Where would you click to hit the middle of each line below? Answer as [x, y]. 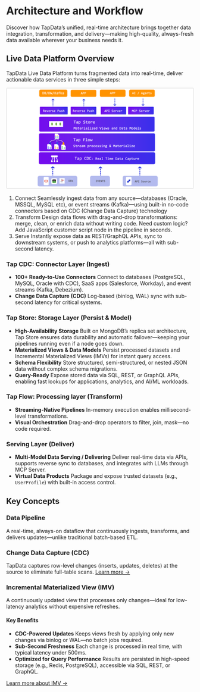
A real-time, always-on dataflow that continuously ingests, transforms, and [98, 531]
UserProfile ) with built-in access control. [65, 483]
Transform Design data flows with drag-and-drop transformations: [96, 217]
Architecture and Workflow [75, 11]
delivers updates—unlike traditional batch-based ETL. [72, 537]
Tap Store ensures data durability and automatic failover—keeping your [102, 337]
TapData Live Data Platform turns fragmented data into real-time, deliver [95, 73]
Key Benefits [22, 620]
